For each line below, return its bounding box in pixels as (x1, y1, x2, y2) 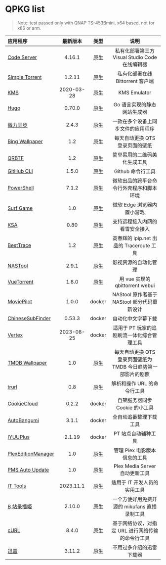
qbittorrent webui (115, 282, 155, 289)
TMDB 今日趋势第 (112, 363, 153, 370)
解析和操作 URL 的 (111, 380, 154, 387)
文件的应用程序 (120, 125, 155, 132)
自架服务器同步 (117, 397, 152, 404)
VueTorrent (7, 278, 34, 285)
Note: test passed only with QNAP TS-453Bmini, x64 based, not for (17, 20, 155, 26)
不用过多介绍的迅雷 (112, 544, 157, 551)
